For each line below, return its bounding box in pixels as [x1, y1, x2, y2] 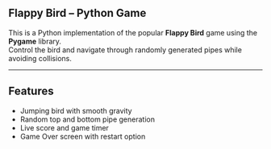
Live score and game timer [19, 122, 109, 132]
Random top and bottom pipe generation [19, 114, 156, 124]
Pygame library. [8, 36, 62, 46]
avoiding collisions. [8, 53, 73, 63]
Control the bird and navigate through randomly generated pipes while [8, 44, 242, 55]
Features [8, 85, 54, 98]
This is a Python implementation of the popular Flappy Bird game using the [8, 27, 258, 37]
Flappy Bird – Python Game [8, 6, 147, 20]
